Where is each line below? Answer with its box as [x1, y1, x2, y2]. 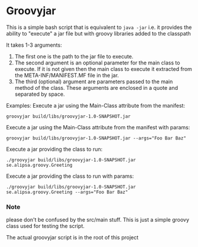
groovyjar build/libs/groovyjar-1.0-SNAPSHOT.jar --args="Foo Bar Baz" [6, 135, 186, 141]
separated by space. [14, 90, 65, 97]
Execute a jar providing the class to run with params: [6, 173, 134, 180]
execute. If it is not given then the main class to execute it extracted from [14, 65, 192, 72]
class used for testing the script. [6, 223, 85, 230]
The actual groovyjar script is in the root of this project [6, 234, 139, 241]
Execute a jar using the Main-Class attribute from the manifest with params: [6, 123, 190, 131]
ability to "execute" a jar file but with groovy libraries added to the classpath [6, 30, 191, 37]
